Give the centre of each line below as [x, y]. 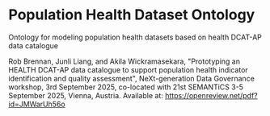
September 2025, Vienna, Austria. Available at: [86, 95]
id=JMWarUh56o [37, 104]
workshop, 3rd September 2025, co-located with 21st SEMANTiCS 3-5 [126, 87]
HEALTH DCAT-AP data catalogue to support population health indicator [128, 69]
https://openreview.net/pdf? [211, 95]
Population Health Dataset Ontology [132, 15]
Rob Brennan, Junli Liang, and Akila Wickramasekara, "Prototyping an [124, 61]
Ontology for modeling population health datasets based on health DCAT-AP [135, 37]
